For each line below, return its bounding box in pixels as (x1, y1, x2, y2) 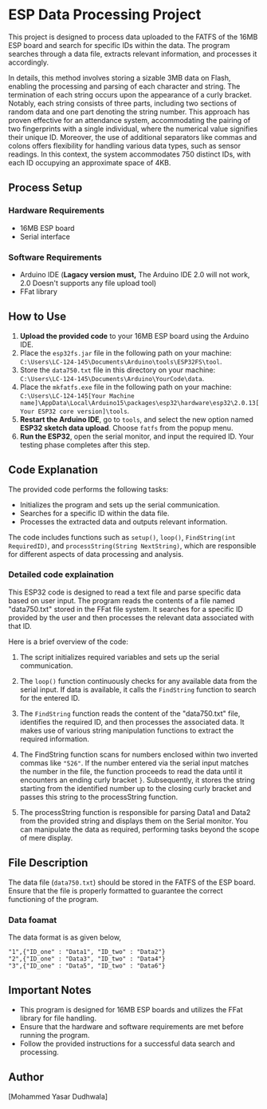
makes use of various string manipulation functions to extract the (19, 725, 234, 735)
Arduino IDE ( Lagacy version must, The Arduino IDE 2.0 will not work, (19, 269, 250, 279)
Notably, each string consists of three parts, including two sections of (8, 98, 238, 108)
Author (8, 1071, 44, 1084)
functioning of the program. (8, 894, 100, 904)
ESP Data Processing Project (8, 6, 202, 24)
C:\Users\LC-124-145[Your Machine (19, 392, 135, 400)
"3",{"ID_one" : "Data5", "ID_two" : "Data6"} (8, 961, 166, 970)
